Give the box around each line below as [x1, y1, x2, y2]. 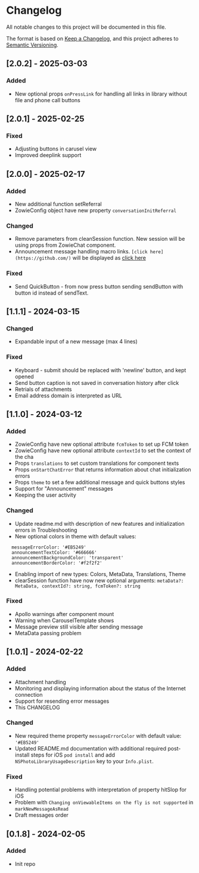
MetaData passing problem [14, 629, 82, 636]
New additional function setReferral [14, 201, 102, 207]
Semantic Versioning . [6, 41, 58, 48]
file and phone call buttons [14, 96, 80, 103]
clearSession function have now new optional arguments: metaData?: [14, 577, 184, 584]
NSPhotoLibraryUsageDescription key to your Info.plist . [14, 757, 154, 765]
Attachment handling [14, 678, 67, 685]
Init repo [14, 860, 36, 867]
